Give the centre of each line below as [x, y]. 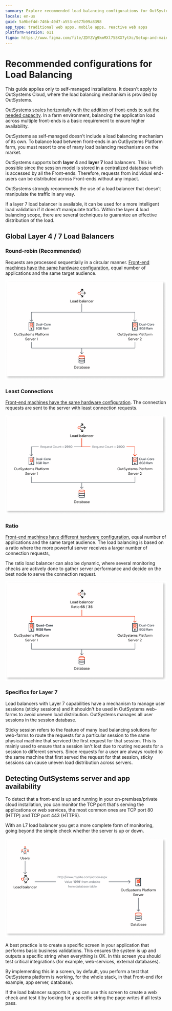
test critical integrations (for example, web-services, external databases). [83, 962]
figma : [12, 38]
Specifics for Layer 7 [31, 692]
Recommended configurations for [79, 64]
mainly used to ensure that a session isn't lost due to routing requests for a [84, 746]
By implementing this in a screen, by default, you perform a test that [77, 971]
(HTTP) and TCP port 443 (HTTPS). [43, 815]
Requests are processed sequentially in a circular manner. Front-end [78, 262]
